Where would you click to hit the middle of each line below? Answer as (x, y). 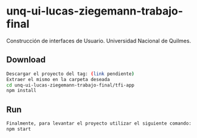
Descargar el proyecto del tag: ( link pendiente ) (71, 74)
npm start (19, 129)
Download (26, 60)
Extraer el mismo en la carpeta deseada (58, 79)
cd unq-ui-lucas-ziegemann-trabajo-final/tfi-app (71, 85)
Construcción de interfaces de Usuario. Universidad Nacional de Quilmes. (99, 41)
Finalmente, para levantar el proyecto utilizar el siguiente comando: (99, 123)
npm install (21, 91)
